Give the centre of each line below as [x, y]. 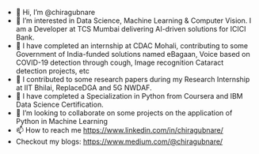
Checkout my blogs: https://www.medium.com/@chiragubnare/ [119, 141]
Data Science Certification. [60, 104]
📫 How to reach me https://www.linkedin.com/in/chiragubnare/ [120, 130]
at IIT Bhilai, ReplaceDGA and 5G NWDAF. [84, 88]
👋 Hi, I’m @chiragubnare [55, 12]
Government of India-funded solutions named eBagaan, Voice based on [133, 54]
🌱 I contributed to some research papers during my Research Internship [133, 79]
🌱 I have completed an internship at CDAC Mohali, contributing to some [131, 46]
